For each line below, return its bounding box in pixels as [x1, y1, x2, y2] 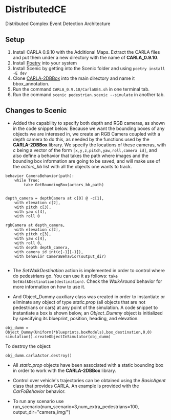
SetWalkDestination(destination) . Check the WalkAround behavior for [12, 278, 162, 284]
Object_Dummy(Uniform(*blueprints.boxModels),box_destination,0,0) [5, 329, 153, 335]
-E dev [12, 71, 27, 76]
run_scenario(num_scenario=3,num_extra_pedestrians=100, [12, 403, 139, 410]
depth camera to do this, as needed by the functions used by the [12, 136, 149, 142]
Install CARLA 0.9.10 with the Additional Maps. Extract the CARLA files [12, 49, 160, 55]
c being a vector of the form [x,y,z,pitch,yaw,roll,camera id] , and [12, 147, 157, 153]
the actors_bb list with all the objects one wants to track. [12, 163, 132, 169]
